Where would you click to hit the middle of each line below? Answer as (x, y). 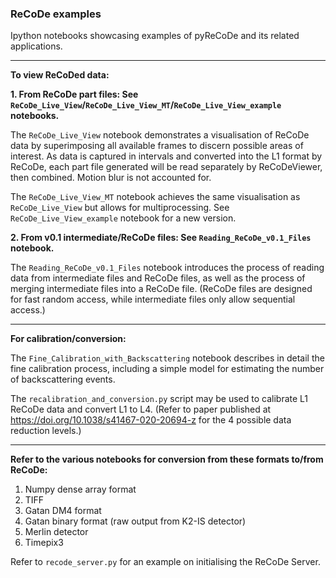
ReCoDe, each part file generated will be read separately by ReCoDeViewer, (166, 167)
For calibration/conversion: (68, 339)
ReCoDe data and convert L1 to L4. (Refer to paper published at (141, 409)
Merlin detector (56, 532)
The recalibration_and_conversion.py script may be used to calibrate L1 (159, 399)
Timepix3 (44, 543)
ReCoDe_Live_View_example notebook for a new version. (123, 218)
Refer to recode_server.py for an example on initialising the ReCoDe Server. (165, 562)
